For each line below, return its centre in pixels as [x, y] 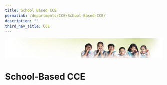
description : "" [22, 21]
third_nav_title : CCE [28, 26]
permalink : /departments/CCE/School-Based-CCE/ [56, 16]
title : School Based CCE [31, 10]
